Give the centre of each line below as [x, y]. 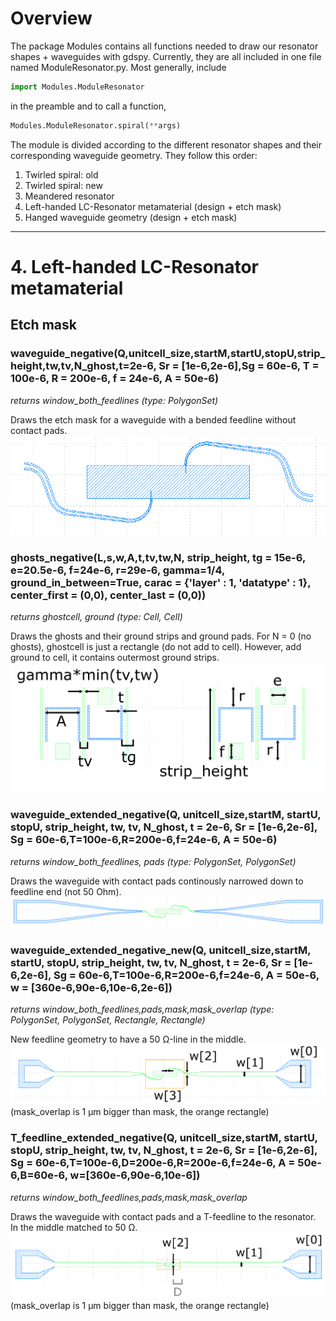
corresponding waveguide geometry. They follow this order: [134, 155]
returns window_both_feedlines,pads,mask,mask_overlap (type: [142, 1009]
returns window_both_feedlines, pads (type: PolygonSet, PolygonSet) [153, 861]
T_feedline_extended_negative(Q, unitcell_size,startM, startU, [164, 1138]
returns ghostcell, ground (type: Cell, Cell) [96, 617]
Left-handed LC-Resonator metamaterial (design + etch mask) [153, 206]
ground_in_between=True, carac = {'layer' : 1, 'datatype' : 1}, [161, 582]
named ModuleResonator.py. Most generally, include [118, 67]
